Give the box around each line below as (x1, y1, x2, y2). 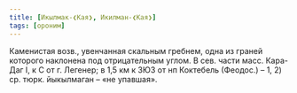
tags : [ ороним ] (9, 21, 66, 30)
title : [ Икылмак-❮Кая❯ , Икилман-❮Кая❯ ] (9, 12, 157, 22)
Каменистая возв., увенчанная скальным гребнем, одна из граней (9, 45, 263, 56)
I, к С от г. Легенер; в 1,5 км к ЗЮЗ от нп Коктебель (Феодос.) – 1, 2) (25, 64, 282, 75)
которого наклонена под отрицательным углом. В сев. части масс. (9, 55, 264, 66)
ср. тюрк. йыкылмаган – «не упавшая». (9, 74, 158, 84)
